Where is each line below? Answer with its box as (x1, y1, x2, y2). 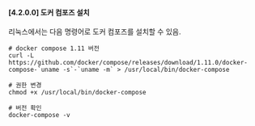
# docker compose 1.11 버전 (8, 44, 100, 52)
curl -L (8, 52, 35, 60)
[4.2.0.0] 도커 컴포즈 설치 (8, 7, 91, 17)
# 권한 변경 (8, 82, 42, 90)
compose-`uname (8, 65, 60, 74)
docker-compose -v (8, 111, 70, 120)
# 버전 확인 (8, 104, 42, 112)
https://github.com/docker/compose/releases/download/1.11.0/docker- (8, 59, 249, 67)
